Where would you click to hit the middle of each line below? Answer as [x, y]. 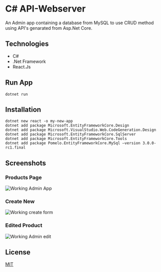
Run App [19, 83]
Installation [23, 110]
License [18, 252]
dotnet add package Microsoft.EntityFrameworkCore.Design [67, 126]
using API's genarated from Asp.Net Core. [49, 28]
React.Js [22, 66]
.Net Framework [29, 61]
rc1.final [16, 148]
